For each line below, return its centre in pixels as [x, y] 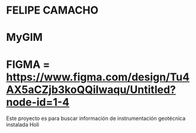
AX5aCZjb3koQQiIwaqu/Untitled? [91, 90]
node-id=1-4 [38, 102]
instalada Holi [23, 125]
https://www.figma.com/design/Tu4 [98, 77]
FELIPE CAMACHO [52, 10]
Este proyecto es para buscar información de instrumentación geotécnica [96, 118]
